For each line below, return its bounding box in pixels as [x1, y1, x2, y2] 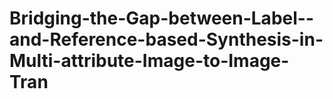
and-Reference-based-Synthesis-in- [9, 28, 324, 51]
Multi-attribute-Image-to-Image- [9, 50, 290, 72]
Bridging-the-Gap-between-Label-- [9, 7, 314, 30]
